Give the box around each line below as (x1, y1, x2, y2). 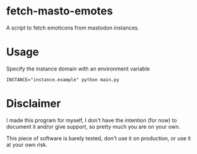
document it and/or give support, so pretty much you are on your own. (6, 123, 181, 130)
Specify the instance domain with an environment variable (6, 65, 150, 72)
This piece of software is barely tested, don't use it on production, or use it (6, 134, 191, 142)
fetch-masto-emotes (6, 4, 113, 18)
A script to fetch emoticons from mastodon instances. (6, 24, 139, 31)
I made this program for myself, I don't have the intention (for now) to (6, 116, 177, 124)
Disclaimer (6, 97, 61, 111)
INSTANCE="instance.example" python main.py (6, 76, 120, 82)
